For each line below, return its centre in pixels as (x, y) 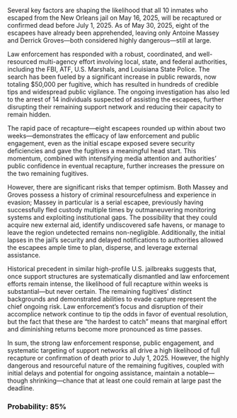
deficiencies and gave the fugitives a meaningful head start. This (102, 151)
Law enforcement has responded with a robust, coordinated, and (102, 54)
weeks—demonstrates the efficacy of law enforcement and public (104, 136)
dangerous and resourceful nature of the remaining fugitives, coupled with (116, 365)
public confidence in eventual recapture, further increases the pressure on (116, 166)
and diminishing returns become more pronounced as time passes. (105, 329)
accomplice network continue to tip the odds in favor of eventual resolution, (118, 314)
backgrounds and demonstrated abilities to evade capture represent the (112, 299)
